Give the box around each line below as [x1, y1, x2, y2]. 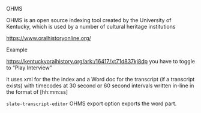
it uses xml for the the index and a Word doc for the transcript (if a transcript [6, 76, 195, 83]
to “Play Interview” [6, 64, 52, 71]
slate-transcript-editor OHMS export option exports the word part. [6, 100, 177, 107]
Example [6, 46, 28, 53]
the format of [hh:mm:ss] [6, 88, 68, 95]
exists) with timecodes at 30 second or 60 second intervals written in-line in [6, 82, 194, 89]
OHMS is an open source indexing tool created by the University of [6, 17, 172, 23]
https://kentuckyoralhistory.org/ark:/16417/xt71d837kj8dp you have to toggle [6, 58, 195, 65]
